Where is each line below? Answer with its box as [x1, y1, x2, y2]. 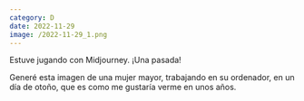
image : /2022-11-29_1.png [9, 30, 107, 39]
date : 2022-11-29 [9, 22, 75, 31]
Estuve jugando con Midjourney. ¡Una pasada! [9, 55, 181, 66]
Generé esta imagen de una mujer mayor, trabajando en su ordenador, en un [9, 72, 295, 83]
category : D [9, 13, 54, 23]
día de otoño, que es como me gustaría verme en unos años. [9, 82, 237, 93]
